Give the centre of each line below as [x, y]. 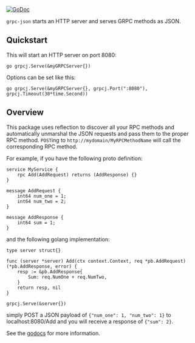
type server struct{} [34, 250]
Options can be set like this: [41, 77]
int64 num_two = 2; [42, 201]
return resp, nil [39, 288]
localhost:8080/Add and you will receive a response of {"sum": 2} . [90, 321]
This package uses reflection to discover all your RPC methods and [91, 127]
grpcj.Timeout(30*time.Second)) [47, 94]
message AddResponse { [35, 217]
